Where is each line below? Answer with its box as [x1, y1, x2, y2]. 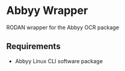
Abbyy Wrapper [6, 4, 88, 18]
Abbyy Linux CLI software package [15, 57, 103, 64]
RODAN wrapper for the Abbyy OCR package [6, 24, 120, 31]
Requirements [6, 41, 61, 52]
